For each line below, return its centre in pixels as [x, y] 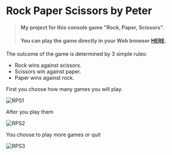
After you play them [30, 112]
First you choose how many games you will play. [64, 89]
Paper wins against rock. [44, 77]
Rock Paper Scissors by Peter [79, 11]
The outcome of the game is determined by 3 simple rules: [77, 53]
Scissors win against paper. [48, 71]
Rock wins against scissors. [48, 65]
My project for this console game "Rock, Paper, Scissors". [92, 27]
